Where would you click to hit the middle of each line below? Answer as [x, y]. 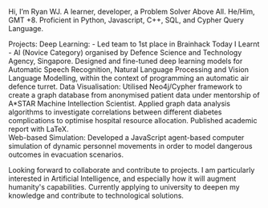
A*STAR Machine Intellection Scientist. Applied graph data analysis [120, 104]
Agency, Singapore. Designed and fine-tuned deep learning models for [126, 61]
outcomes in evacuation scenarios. [66, 154]
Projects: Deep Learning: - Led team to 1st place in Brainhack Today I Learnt [134, 44]
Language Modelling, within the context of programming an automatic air [129, 78]
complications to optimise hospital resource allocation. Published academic [133, 120]
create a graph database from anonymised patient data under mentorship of [134, 95]
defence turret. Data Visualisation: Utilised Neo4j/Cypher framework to [125, 86]
